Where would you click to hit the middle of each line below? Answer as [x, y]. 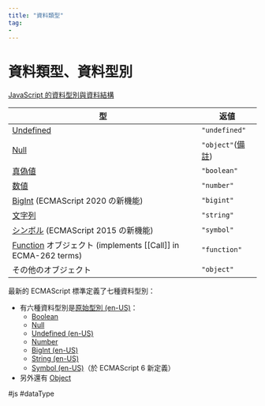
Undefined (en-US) [62, 333]
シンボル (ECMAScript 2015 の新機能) [83, 231]
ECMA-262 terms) [47, 256]
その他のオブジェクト [52, 270]
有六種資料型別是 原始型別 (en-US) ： [78, 308]
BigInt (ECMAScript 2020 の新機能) [78, 201]
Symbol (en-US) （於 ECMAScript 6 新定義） [103, 368]
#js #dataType [32, 394]
